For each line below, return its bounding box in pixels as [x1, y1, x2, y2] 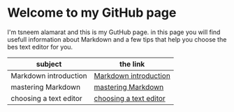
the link [119, 59, 145, 69]
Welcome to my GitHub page [7, 5, 177, 21]
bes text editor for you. [7, 42, 73, 51]
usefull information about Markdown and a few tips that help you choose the [7, 35, 227, 43]
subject [36, 59, 62, 69]
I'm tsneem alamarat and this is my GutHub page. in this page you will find [7, 28, 221, 36]
